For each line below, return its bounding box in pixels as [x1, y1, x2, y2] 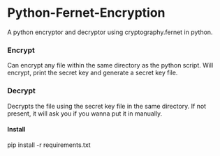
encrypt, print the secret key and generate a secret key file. [7, 68, 178, 77]
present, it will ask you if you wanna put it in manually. [7, 109, 163, 118]
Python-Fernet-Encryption [7, 5, 166, 21]
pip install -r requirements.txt [7, 141, 91, 149]
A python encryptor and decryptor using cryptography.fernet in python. [7, 28, 213, 36]
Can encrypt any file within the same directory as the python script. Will [7, 61, 214, 70]
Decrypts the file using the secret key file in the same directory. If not [7, 102, 207, 110]
